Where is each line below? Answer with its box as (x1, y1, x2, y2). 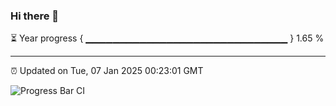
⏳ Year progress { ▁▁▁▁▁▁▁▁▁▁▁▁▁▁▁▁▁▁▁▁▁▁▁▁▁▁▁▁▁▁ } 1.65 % (10, 32, 325, 44)
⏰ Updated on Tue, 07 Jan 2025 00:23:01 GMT (10, 65, 204, 77)
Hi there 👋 (10, 9, 60, 23)
